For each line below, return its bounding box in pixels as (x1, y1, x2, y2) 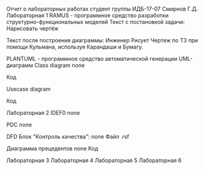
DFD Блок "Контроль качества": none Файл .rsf (6, 133, 130, 140)
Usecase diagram (6, 85, 51, 93)
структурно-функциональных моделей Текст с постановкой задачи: (6, 18, 185, 25)
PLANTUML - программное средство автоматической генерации (6, 55, 178, 62)
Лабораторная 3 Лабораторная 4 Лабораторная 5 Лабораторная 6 (6, 156, 182, 164)
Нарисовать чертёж (6, 25, 59, 32)
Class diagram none (34, 61, 85, 69)
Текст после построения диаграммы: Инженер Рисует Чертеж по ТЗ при (6, 37, 198, 44)
